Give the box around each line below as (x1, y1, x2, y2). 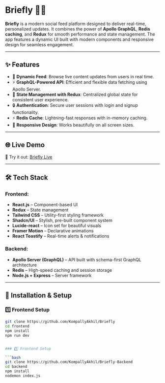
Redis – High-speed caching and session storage (12, 267, 112, 273)
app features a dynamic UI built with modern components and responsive (5, 36, 154, 42)
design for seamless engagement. (5, 41, 74, 47)
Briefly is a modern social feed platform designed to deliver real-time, (5, 21, 146, 27)
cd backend (5, 364, 27, 369)
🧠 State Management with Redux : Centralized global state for (12, 91, 138, 97)
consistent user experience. (12, 96, 69, 102)
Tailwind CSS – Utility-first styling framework (12, 212, 104, 218)
